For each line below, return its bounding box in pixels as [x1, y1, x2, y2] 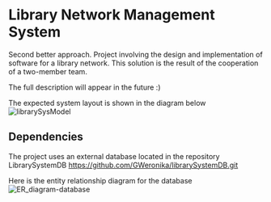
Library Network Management [8, 6, 216, 24]
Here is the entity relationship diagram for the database [8, 175, 193, 185]
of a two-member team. [8, 66, 87, 76]
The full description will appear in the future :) [8, 82, 161, 92]
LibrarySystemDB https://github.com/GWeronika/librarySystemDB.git [8, 160, 239, 170]
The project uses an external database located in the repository [8, 151, 220, 161]
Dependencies [8, 130, 83, 144]
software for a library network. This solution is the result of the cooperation [8, 58, 259, 68]
